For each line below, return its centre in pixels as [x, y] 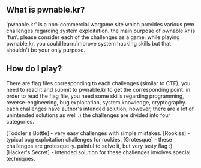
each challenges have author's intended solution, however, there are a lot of [100, 109]
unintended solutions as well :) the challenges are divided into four [88, 115]
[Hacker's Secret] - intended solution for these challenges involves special [98, 152]
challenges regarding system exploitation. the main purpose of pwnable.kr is [101, 31]
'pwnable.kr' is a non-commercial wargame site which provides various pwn [100, 24]
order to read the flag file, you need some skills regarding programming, [95, 96]
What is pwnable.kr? [46, 10]
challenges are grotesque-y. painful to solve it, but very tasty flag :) [89, 146]
